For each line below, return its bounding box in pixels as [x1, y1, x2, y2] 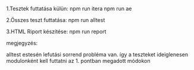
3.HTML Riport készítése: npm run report [6, 28, 107, 35]
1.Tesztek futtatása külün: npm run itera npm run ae [6, 5, 132, 12]
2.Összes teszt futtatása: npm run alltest [6, 17, 105, 23]
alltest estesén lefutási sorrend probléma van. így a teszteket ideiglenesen [6, 51, 189, 58]
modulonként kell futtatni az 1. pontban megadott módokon [6, 58, 151, 64]
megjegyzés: [6, 40, 38, 46]
